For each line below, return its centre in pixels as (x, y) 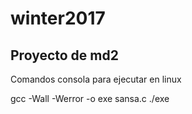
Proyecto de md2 (64, 55)
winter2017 (58, 18)
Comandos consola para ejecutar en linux (96, 79)
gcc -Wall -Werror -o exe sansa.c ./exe (90, 98)
